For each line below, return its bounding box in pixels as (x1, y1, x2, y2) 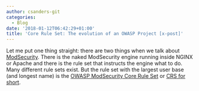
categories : (6, 14, 36, 20)
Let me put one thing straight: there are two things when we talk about (6, 47, 180, 54)
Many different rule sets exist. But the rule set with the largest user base (6, 66, 184, 73)
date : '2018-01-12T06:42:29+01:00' (6, 25, 95, 32)
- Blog (11, 20, 28, 26)
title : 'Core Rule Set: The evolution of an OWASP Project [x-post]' (6, 31, 184, 37)
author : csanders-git (6, 8, 61, 15)
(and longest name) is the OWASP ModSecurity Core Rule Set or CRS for (6, 73, 186, 80)
